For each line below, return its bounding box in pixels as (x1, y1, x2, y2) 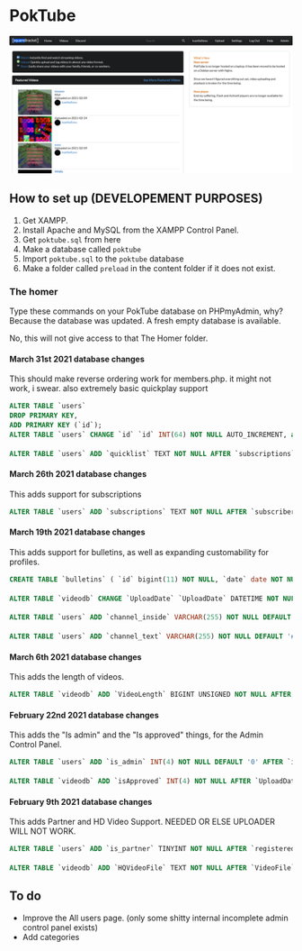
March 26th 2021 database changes (9, 469, 147, 480)
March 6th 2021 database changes (9, 651, 142, 663)
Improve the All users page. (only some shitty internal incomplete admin (22, 912, 289, 923)
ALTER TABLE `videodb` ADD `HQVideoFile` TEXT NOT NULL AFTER (9, 863, 247, 873)
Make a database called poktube (22, 243, 142, 254)
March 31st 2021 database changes (9, 353, 146, 364)
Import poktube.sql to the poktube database (22, 253, 184, 264)
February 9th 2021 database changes (9, 796, 153, 807)
